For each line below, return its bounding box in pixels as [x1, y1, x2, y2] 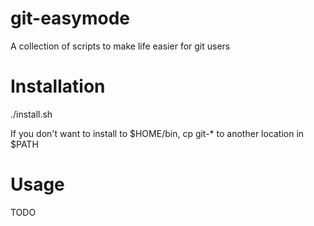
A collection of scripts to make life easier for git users [10, 40, 231, 52]
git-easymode [10, 7, 130, 30]
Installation [10, 75, 106, 98]
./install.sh [10, 108, 53, 120]
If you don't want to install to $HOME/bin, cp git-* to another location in [10, 127, 305, 139]
